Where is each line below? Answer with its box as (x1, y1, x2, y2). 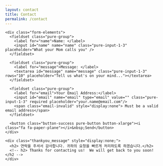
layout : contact (5, 7, 39, 12)
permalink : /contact (5, 16, 48, 21)
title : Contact (5, 12, 37, 17)
